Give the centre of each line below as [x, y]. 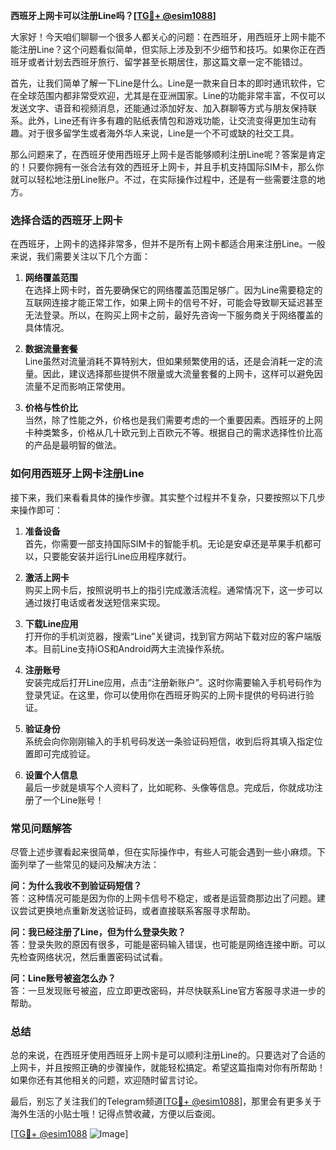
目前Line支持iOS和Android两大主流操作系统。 [136, 648]
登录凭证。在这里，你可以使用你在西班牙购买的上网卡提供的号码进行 [165, 695]
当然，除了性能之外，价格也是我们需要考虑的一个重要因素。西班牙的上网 [173, 420]
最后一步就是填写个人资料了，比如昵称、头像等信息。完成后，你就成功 [169, 787]
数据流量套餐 [51, 349]
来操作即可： [36, 510]
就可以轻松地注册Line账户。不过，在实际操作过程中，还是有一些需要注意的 [163, 179]
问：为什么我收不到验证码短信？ [76, 885]
